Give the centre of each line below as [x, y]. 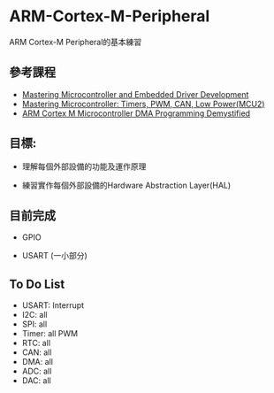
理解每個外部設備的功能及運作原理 [84, 166]
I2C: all [34, 315]
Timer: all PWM [49, 334]
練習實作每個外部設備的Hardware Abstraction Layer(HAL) [126, 185]
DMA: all [37, 362]
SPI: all [34, 324]
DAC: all [36, 381]
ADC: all [37, 371]
